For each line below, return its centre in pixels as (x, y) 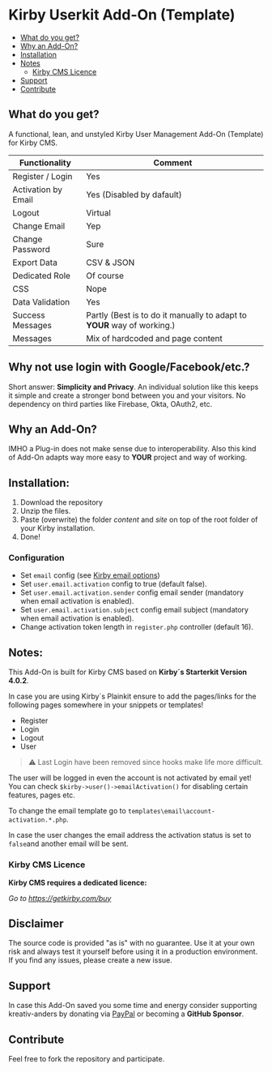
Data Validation (41, 301)
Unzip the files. (45, 511)
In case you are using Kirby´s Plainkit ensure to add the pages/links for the (132, 696)
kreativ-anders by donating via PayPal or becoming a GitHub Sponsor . (126, 1014)
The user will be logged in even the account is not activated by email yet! (130, 778)
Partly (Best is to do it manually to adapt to (166, 315)
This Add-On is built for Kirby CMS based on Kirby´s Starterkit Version (128, 672)
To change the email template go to (68, 811)
